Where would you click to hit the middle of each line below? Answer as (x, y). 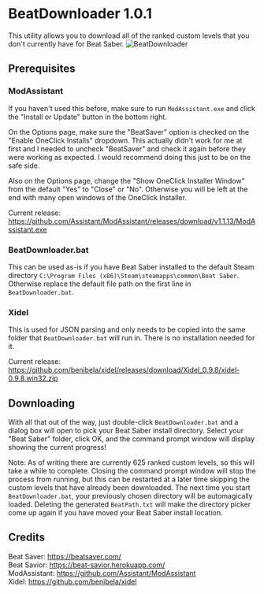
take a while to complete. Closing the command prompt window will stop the (132, 471)
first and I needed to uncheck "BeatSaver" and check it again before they (127, 148)
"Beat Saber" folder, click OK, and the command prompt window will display (131, 439)
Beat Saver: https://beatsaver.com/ (65, 556)
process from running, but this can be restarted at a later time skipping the (129, 479)
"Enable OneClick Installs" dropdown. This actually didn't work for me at (125, 140)
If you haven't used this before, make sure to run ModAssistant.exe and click (132, 108)
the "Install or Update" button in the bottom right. (87, 117)
